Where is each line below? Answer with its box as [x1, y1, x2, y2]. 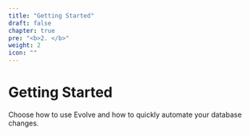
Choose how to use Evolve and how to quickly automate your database [8, 110, 242, 119]
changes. [8, 118, 39, 128]
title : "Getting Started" [8, 11, 94, 20]
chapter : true [8, 26, 56, 34]
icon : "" [8, 49, 38, 57]
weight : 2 [8, 42, 42, 50]
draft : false [8, 19, 52, 27]
